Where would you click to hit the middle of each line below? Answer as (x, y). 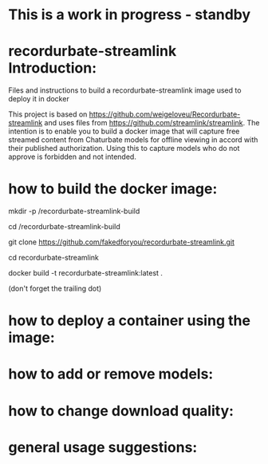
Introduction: (53, 68)
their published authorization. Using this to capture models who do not (124, 149)
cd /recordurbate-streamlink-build (65, 227)
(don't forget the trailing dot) (55, 288)
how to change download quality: (121, 411)
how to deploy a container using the (130, 321)
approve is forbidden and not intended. (73, 157)
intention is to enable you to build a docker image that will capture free (124, 131)
